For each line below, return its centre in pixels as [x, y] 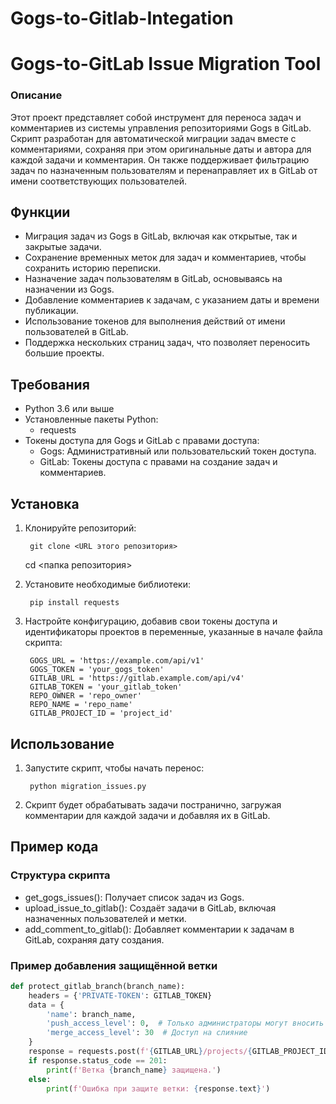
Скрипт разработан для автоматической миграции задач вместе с [153, 138]
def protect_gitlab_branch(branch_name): [98, 986]
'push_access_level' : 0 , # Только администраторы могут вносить [185, 1023]
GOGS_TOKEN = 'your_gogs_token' [97, 670]
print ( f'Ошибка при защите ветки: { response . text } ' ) [158, 1088]
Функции [40, 212]
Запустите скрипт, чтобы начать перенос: [114, 768]
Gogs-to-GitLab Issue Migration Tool [166, 64]
